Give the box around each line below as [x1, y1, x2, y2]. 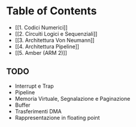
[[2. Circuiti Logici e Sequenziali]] [14, 30, 98, 37]
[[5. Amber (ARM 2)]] [14, 49, 67, 56]
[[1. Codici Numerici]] [14, 24, 68, 31]
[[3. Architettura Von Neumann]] [14, 36, 95, 44]
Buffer [14, 101, 31, 109]
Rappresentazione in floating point [14, 114, 100, 121]
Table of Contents [6, 4, 97, 18]
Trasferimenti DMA [14, 107, 62, 114]
